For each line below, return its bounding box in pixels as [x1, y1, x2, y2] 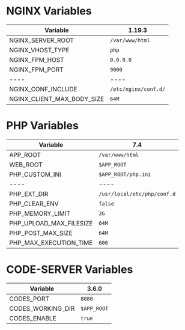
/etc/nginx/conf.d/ [110, 85, 166, 93]
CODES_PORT [9, 295, 50, 303]
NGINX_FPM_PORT [9, 65, 64, 73]
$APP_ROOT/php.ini [99, 171, 151, 178]
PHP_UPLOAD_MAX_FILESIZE [9, 219, 93, 227]
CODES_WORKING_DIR [9, 304, 75, 313]
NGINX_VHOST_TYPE [9, 46, 70, 54]
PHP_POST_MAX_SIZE [9, 228, 73, 237]
